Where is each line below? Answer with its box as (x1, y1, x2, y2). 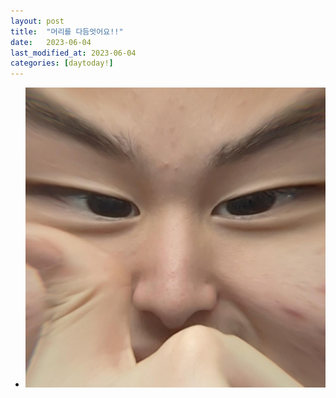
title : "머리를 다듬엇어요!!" (10, 26, 124, 37)
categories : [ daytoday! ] (10, 58, 114, 69)
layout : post (10, 16, 65, 26)
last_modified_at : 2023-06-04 (10, 48, 137, 58)
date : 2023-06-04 (10, 37, 92, 47)
